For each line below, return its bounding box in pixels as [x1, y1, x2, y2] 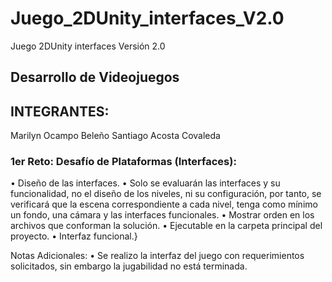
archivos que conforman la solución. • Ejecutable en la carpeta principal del [10, 220, 323, 232]
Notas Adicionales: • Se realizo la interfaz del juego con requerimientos [10, 250, 305, 262]
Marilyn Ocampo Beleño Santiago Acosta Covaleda [10, 130, 221, 142]
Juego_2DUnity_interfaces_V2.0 [10, 7, 285, 30]
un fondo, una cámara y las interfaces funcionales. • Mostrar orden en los [10, 209, 315, 221]
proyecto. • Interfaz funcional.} [10, 230, 138, 242]
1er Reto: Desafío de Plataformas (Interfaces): [10, 155, 237, 169]
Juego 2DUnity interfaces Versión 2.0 [10, 40, 166, 52]
